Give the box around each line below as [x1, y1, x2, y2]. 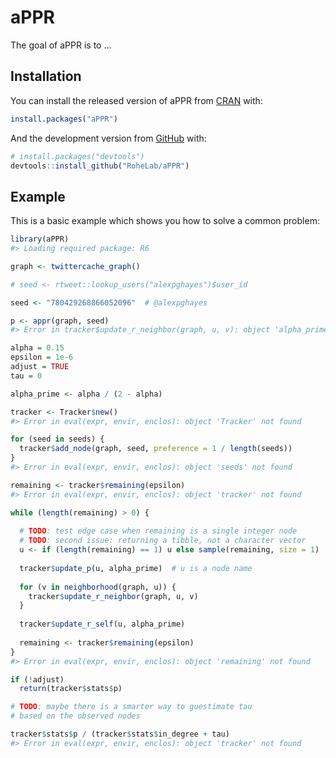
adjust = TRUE [10, 362, 70, 372]
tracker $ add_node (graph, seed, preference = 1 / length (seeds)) [19, 444, 293, 454]
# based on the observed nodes [10, 711, 141, 721]
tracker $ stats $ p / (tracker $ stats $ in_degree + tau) [10, 729, 230, 740]
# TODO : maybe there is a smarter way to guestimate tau [10, 702, 253, 712]
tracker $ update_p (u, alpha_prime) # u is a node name [19, 563, 253, 573]
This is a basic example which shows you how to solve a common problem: [10, 215, 320, 227]
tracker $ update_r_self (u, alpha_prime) [19, 619, 186, 630]
